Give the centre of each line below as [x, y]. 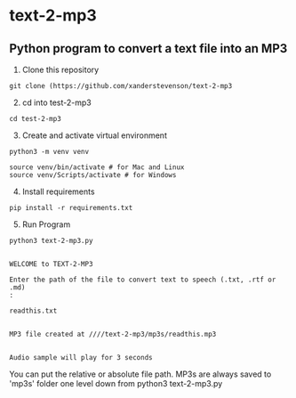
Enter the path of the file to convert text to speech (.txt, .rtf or [143, 280]
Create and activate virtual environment [94, 135]
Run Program [46, 224]
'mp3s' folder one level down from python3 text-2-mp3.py [116, 383]
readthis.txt [33, 311]
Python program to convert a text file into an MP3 [148, 49]
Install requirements [58, 191]
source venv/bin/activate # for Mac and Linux [97, 167]
